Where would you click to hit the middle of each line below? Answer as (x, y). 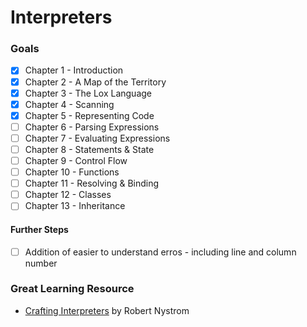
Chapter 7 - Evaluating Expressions (97, 138)
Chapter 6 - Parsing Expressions (92, 127)
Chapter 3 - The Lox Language (88, 93)
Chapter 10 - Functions (72, 172)
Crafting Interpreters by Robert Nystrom (107, 310)
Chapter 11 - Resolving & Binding (92, 183)
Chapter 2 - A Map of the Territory (95, 82)
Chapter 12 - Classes (68, 195)
